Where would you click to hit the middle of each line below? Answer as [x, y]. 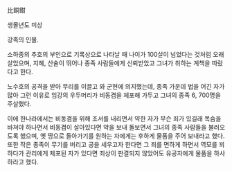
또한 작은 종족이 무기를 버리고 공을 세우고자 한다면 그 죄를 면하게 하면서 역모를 [113, 145]
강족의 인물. [23, 40]
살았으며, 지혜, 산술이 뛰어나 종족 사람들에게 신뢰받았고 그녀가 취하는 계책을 [109, 63]
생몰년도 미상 [25, 25]
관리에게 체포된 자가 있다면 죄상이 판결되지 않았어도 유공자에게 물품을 [119, 153]
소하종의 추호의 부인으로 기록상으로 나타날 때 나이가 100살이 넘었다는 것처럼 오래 [116, 54]
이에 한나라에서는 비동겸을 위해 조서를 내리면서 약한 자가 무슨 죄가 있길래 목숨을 [114, 119]
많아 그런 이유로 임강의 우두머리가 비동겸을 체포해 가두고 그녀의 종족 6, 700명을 [114, 95]
